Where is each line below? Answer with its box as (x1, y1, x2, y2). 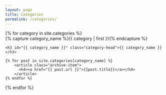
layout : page (5, 7, 32, 12)
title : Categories (5, 12, 43, 17)
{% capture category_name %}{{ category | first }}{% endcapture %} (5, 35, 148, 41)
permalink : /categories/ (5, 16, 57, 21)
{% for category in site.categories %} (5, 30, 82, 36)
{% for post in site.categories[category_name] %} (5, 58, 113, 63)
